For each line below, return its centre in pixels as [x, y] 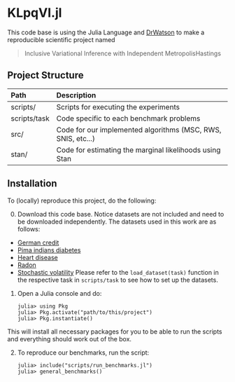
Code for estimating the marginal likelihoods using [138, 150]
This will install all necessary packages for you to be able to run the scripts [115, 332]
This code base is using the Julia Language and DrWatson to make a [106, 32]
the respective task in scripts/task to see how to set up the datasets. [117, 280]
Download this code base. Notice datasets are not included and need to [121, 214]
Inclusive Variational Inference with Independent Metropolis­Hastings [123, 53]
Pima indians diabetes [49, 250]
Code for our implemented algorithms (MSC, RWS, [139, 130]
